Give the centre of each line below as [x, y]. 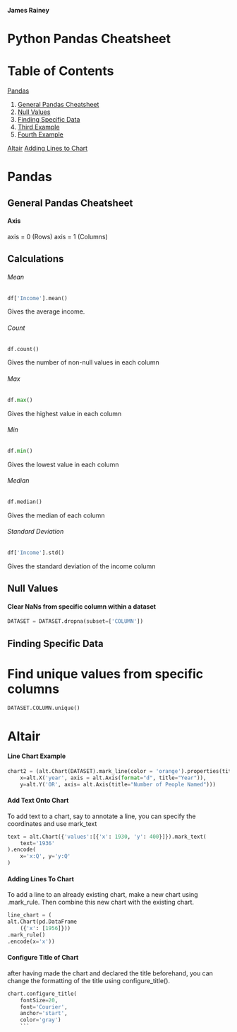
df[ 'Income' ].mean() [38, 298]
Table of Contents [61, 71]
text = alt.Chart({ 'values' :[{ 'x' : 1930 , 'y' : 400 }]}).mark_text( [107, 837]
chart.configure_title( [42, 994]
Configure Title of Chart [43, 958]
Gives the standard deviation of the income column [81, 566]
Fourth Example [40, 134]
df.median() [25, 502]
